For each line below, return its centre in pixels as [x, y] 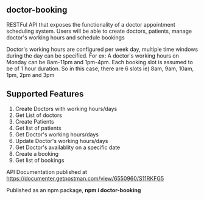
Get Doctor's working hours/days [57, 134]
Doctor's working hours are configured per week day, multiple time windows [102, 49]
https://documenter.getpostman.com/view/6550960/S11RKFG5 [85, 178]
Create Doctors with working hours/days [66, 108]
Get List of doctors [39, 115]
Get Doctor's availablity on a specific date [68, 147]
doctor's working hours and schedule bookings [65, 37]
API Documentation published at [47, 172]
